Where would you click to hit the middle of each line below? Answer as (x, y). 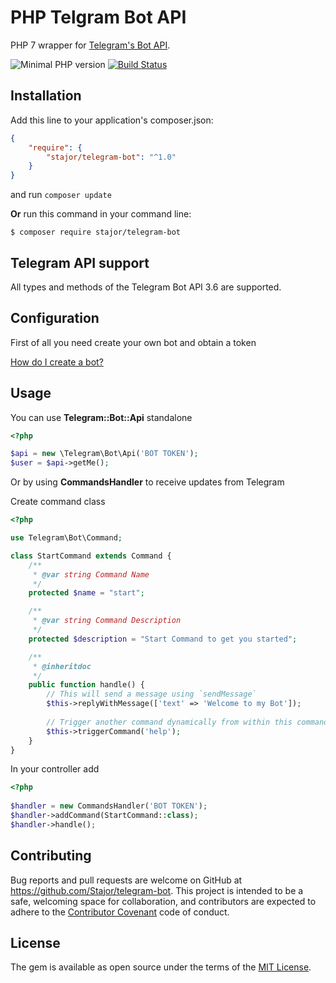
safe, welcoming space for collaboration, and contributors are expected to (163, 901)
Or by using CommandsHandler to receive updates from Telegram (147, 482)
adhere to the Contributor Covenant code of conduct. (120, 912)
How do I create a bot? (57, 362)
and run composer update (61, 195)
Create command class (58, 502)
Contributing (51, 856)
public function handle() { (86, 685)
